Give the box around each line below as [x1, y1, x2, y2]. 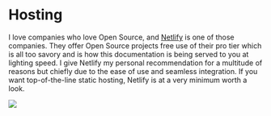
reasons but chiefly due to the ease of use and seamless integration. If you [8, 66, 258, 76]
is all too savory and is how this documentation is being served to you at [8, 49, 249, 59]
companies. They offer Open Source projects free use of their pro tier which [8, 40, 262, 50]
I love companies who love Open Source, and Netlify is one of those [8, 32, 235, 42]
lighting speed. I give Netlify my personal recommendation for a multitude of [8, 58, 263, 68]
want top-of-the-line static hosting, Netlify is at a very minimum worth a [8, 75, 248, 85]
